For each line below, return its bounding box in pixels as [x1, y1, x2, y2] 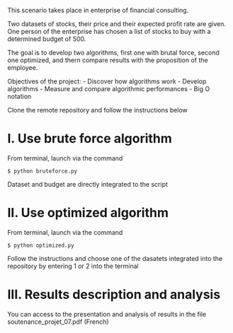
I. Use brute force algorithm [7, 131, 172, 147]
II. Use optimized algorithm [7, 205, 169, 221]
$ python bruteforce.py [7, 168, 78, 175]
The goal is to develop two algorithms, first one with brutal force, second [7, 49, 220, 57]
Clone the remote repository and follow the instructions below [7, 106, 188, 114]
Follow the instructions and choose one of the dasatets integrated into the [7, 254, 223, 262]
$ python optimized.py [7, 242, 74, 249]
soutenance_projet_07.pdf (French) [7, 317, 109, 326]
